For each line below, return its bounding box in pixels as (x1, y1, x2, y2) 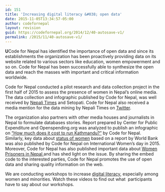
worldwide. (5, 74, 28, 80)
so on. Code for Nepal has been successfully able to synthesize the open (5, 64, 154, 69)
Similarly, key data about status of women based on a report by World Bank (5, 135, 159, 141)
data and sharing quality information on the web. (5, 161, 104, 167)
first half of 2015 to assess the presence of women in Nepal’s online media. (5, 89, 158, 95)
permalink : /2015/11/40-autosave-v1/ (5, 35, 83, 40)
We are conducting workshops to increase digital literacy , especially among (5, 171, 159, 177)
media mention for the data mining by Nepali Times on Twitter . (5, 104, 132, 111)
